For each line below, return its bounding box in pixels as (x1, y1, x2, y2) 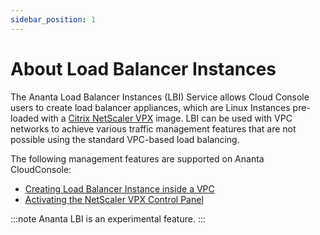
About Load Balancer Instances (10, 57, 277, 80)
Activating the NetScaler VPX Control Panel (24, 193, 204, 205)
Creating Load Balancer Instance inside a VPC (24, 182, 215, 195)
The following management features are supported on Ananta (10, 152, 265, 165)
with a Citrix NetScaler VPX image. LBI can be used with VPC (41, 112, 293, 124)
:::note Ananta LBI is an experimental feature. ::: (10, 212, 206, 225)
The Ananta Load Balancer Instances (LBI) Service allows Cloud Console (10, 91, 310, 103)
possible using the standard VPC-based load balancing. (10, 133, 240, 145)
